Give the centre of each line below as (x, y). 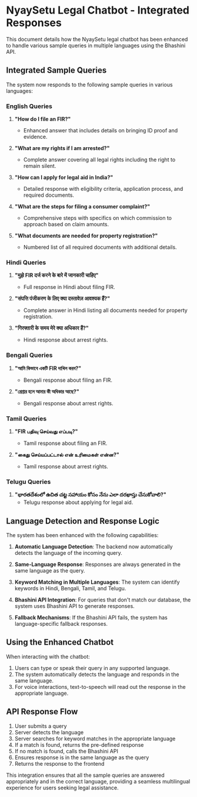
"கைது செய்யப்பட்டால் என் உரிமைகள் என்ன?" (67, 454)
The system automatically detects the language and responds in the (97, 674)
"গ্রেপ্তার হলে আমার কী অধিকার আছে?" (47, 391)
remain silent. (40, 166)
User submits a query (41, 726)
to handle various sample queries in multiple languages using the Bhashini (96, 45)
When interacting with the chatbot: (48, 656)
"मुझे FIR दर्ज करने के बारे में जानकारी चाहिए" (56, 275)
